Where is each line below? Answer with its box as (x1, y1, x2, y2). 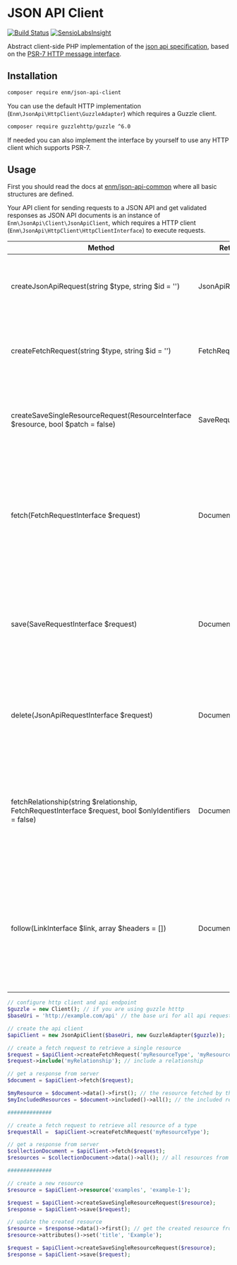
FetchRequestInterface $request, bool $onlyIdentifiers (11, 806, 190, 816)
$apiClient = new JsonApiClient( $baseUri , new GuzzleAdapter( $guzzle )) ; (7, 1032, 226, 1039)
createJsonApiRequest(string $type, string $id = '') (11, 282, 180, 291)
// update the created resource (7, 1218, 102, 1225)
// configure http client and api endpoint (7, 999, 138, 1006)
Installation (7, 70, 58, 82)
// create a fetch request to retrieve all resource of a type (7, 1121, 197, 1129)
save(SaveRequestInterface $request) (11, 619, 138, 629)
